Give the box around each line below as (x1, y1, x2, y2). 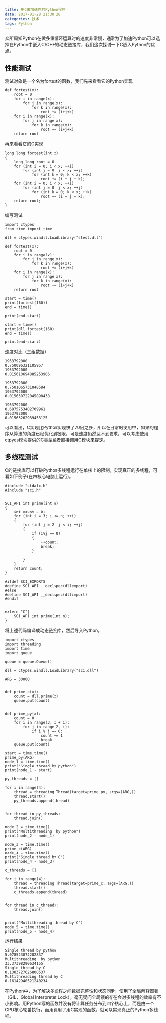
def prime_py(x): (5, 711, 41, 716)
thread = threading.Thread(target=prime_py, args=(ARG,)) (14, 789, 136, 794)
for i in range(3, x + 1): (14, 720, 70, 725)
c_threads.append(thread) (14, 889, 68, 895)
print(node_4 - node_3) (5, 859, 55, 864)
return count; (14, 566, 43, 571)
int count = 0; (14, 509, 46, 514)
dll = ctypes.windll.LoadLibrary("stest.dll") (5, 235, 103, 240)
